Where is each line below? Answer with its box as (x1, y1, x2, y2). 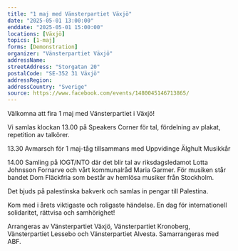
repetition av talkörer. (7, 131, 70, 139)
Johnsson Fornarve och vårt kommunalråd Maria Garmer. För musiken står (7, 166, 227, 174)
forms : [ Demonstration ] (7, 43, 78, 50)
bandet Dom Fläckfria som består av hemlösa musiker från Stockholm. (7, 173, 214, 182)
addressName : (7, 57, 46, 64)
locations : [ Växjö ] (7, 30, 66, 38)
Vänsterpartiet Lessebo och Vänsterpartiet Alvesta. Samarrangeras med (7, 230, 219, 238)
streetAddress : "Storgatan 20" (7, 63, 100, 70)
